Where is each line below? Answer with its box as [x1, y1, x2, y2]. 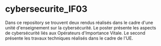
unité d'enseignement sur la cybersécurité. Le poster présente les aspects [5, 24, 157, 30]
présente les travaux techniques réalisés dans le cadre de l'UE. [5, 35, 133, 41]
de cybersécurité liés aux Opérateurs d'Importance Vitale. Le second [5, 30, 146, 36]
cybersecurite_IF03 [5, 3, 88, 15]
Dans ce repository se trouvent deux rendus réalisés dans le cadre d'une [5, 20, 153, 25]
